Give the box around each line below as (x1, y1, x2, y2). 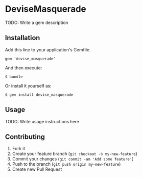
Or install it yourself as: (5, 83, 51, 88)
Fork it (12, 146, 25, 152)
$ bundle (5, 74, 23, 79)
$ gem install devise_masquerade (5, 92, 73, 97)
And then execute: (5, 65, 42, 70)
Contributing (5, 133, 45, 141)
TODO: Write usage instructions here (5, 118, 79, 124)
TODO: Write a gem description (5, 20, 69, 25)
